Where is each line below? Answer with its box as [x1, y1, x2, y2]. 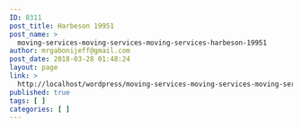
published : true [9, 88, 70, 97]
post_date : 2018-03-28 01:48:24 [9, 55, 130, 63]
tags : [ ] [9, 96, 47, 106]
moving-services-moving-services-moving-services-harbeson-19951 [17, 38, 268, 47]
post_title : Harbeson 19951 [9, 21, 115, 30]
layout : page [9, 63, 58, 72]
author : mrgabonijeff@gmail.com [9, 47, 130, 55]
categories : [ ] [9, 105, 70, 114]
